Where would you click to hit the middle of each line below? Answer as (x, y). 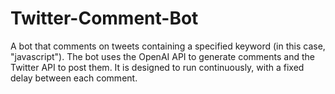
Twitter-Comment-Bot (104, 18)
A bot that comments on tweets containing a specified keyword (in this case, (168, 46)
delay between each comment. (74, 78)
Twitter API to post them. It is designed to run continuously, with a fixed (157, 67)
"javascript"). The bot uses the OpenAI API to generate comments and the (162, 56)
